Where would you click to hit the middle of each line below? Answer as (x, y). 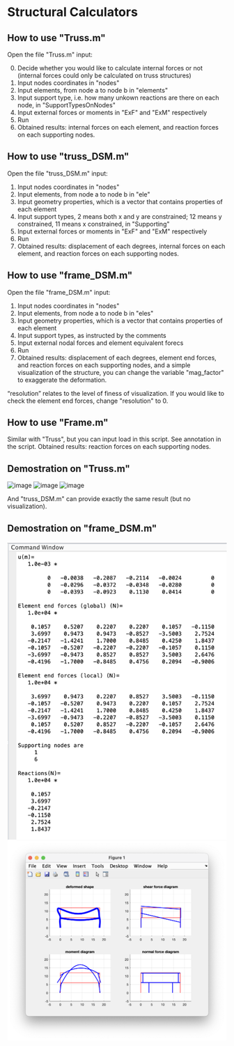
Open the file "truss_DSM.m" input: (57, 173)
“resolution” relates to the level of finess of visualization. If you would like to (116, 393)
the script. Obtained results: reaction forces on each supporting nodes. (109, 447)
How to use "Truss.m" (56, 38)
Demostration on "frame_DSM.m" (82, 528)
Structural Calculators (72, 12)
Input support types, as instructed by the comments (92, 335)
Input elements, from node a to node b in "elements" (93, 90)
